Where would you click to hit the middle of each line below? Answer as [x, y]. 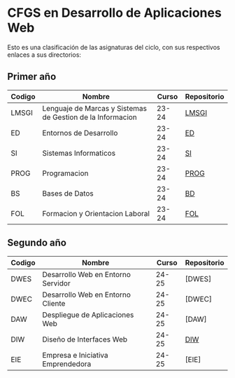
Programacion [65, 173]
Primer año [32, 77]
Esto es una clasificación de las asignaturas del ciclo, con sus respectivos [114, 47]
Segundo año [37, 243]
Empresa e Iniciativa [75, 355]
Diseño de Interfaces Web [85, 339]
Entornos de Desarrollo [80, 133]
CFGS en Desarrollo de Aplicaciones [114, 13]
